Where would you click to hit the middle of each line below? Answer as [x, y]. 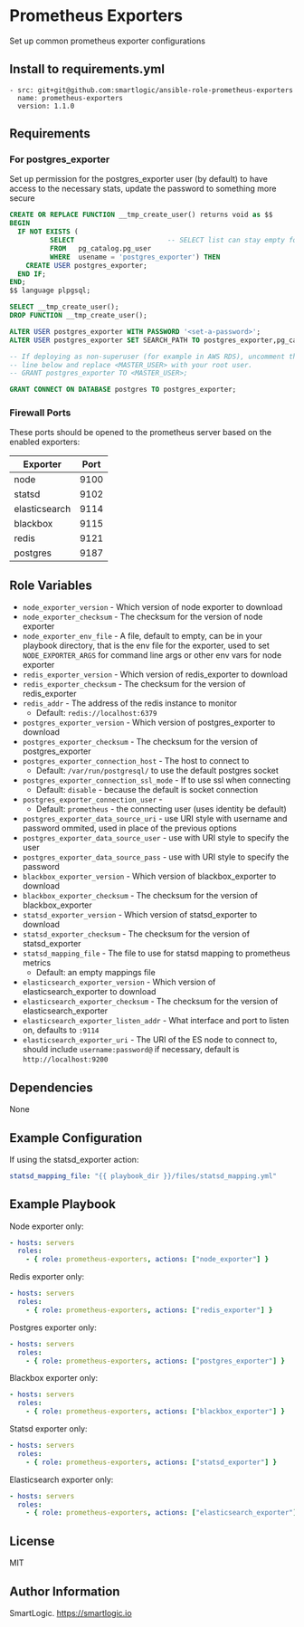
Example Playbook [62, 1204]
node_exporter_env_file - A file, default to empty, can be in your [142, 636]
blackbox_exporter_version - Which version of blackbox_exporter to [149, 876]
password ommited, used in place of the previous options [129, 828]
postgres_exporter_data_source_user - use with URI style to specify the [156, 838]
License [32, 1541]
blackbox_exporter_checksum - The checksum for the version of [140, 896]
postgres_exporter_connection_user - [92, 799]
